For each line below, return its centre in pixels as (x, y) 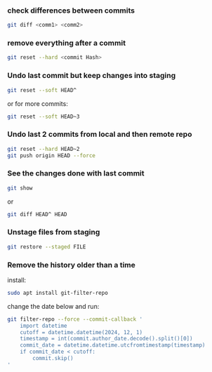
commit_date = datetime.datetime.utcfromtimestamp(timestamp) (113, 345)
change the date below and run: (53, 306)
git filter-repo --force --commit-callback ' (75, 319)
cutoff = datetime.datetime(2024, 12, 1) (81, 332)
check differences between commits (71, 11)
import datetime (44, 326)
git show (20, 188)
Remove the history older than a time (71, 265)
